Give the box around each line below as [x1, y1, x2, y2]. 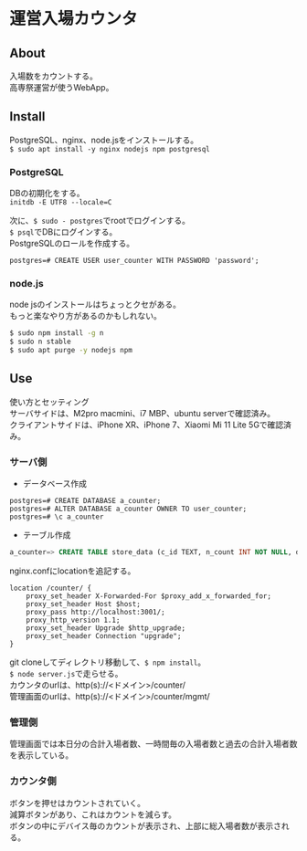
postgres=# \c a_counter [9, 512, 104, 521]
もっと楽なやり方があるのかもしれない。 [9, 310, 162, 321]
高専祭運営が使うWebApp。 [9, 82, 114, 92]
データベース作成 [22, 478, 88, 489]
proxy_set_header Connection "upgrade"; [26, 632, 182, 641]
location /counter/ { [9, 583, 92, 594]
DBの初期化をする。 [9, 188, 85, 199]
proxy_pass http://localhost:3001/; [26, 608, 166, 617]
